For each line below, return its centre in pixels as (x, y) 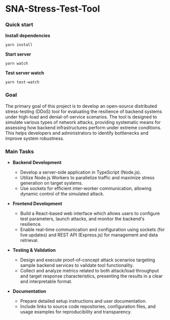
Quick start (19, 25)
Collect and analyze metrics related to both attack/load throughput (90, 271)
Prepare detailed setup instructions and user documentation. (83, 301)
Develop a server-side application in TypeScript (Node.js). (81, 172)
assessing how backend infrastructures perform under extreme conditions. (83, 128)
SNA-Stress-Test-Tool (53, 9)
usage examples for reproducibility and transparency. (76, 312)
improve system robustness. (35, 138)
